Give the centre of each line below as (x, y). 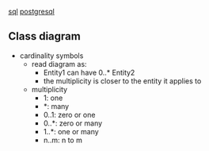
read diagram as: (59, 64)
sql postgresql (32, 12)
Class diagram (44, 36)
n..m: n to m (63, 140)
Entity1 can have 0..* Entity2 (89, 72)
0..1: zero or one (69, 114)
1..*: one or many (71, 131)
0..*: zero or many (73, 123)
